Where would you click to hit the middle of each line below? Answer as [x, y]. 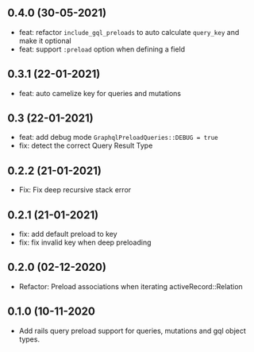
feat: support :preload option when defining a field [102, 49]
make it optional [45, 41]
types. [29, 339]
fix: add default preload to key [68, 234]
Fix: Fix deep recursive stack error [75, 190]
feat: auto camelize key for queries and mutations [100, 93]
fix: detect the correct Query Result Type [86, 145]
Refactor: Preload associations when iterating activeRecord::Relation [131, 286]
